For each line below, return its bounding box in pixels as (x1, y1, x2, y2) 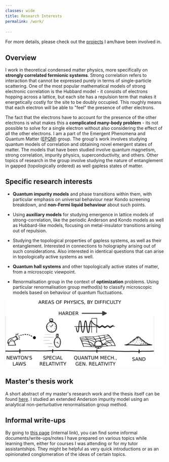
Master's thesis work (5, 377, 73, 386)
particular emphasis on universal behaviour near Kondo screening (12, 196, 150, 202)
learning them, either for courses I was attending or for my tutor (5, 440, 138, 446)
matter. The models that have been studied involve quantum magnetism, (5, 147, 156, 153)
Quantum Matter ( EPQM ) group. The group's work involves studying (5, 136, 148, 142)
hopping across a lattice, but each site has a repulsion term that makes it (5, 94, 157, 100)
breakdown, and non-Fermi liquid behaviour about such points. (12, 202, 146, 208)
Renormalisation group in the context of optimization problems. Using (12, 279, 159, 285)
